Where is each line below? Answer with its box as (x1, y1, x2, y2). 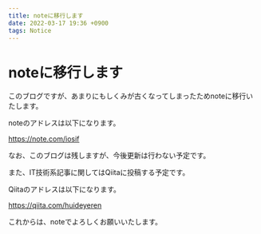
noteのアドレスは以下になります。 (8, 118, 121, 128)
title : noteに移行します (8, 11, 84, 20)
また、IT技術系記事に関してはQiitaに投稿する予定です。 (8, 168, 190, 177)
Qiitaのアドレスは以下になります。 (8, 184, 121, 194)
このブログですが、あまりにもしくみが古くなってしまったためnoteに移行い (8, 91, 254, 101)
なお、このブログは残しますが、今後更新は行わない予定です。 (8, 151, 211, 161)
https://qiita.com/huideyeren (8, 200, 102, 210)
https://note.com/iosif (8, 134, 80, 144)
